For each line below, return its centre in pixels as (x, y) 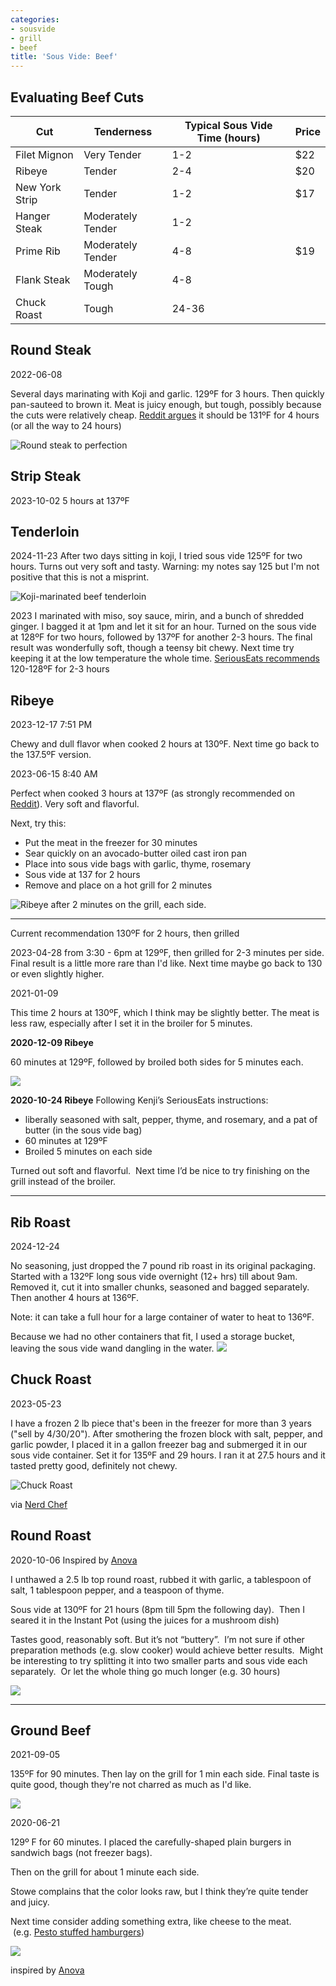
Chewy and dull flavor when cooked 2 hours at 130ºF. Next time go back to (165, 744)
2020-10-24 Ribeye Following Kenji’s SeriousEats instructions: (139, 1100)
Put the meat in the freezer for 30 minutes (111, 843)
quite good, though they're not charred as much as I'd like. (131, 1785)
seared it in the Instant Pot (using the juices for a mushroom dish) (145, 1620)
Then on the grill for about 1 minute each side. (105, 1872)
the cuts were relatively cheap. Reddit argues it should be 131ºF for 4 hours (165, 415)
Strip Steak (46, 476)
